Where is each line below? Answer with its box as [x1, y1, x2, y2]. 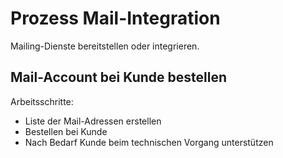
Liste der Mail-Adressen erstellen [24, 115, 162, 127]
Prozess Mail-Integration [10, 7, 221, 30]
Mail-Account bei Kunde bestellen [10, 69, 227, 86]
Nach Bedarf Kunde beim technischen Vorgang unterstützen [24, 136, 274, 148]
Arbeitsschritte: [10, 95, 74, 107]
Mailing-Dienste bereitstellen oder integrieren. [10, 40, 200, 52]
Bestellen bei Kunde [24, 125, 108, 137]
